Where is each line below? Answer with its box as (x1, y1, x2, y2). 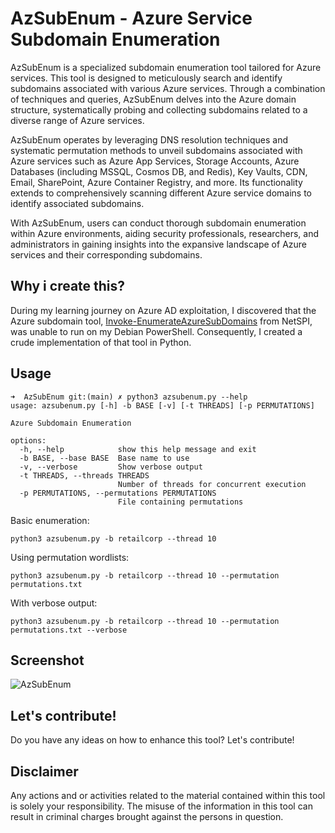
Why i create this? (10, 278, 126, 295)
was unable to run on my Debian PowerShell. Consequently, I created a (10, 325, 303, 337)
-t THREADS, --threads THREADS (19, 470, 150, 481)
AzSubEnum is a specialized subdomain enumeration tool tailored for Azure (10, 61, 322, 73)
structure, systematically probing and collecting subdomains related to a (10, 103, 308, 116)
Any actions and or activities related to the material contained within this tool (10, 790, 326, 801)
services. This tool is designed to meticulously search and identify (10, 72, 283, 84)
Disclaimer (10, 763, 79, 780)
